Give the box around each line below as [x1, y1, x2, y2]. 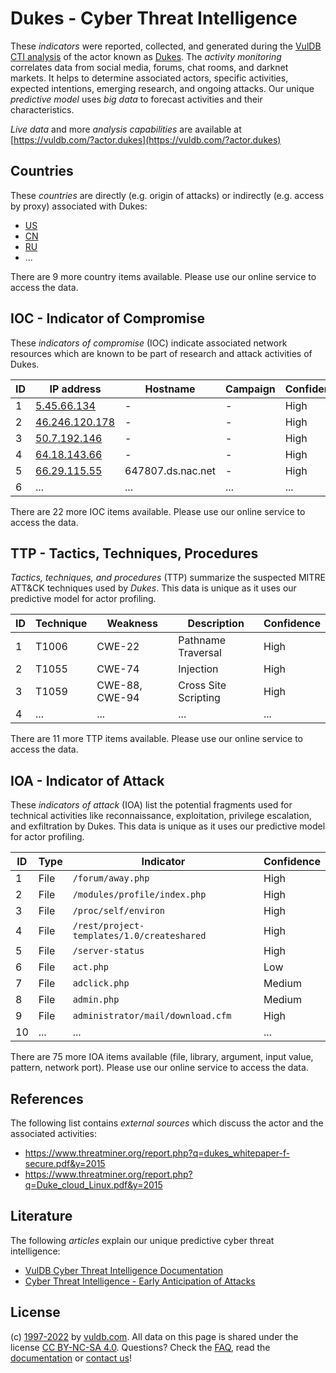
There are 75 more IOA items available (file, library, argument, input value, [10, 1051, 314, 1063]
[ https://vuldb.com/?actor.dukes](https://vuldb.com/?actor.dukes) [10, 133, 282, 146]
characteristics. [10, 103, 75, 116]
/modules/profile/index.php [72, 889, 207, 901]
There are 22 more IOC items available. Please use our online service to [10, 505, 306, 517]
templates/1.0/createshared [72, 930, 207, 942]
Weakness [106, 617, 159, 631]
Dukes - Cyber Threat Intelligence [10, 7, 298, 30]
